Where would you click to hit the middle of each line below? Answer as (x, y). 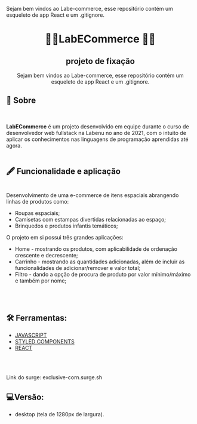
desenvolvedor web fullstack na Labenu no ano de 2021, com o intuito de (96, 133)
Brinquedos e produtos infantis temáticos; (66, 226)
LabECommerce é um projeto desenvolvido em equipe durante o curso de (98, 126)
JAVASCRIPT (31, 335)
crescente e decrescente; (47, 255)
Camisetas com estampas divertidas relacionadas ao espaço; (90, 219)
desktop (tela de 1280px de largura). (59, 414)
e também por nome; (41, 281)
